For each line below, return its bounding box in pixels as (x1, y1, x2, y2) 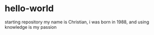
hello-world (4, 3, 54, 14)
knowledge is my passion (4, 24, 57, 30)
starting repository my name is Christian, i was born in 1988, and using (4, 19, 150, 25)
